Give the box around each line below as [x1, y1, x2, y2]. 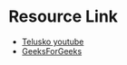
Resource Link [8, 6, 119, 27]
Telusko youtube [21, 36, 84, 47]
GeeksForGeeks [21, 45, 83, 56]
